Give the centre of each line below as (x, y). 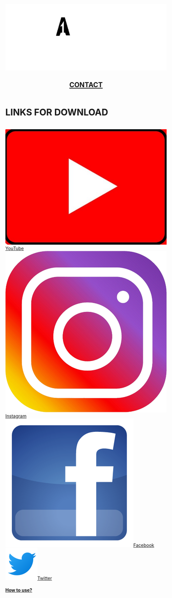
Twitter (45, 578)
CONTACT (86, 85)
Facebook (144, 545)
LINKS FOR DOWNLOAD (57, 112)
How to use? (19, 590)
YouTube (15, 248)
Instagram (16, 416)
